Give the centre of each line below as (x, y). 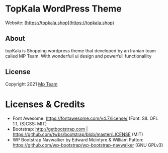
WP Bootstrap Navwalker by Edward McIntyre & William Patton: (78, 139)
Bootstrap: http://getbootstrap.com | (50, 129)
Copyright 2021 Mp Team (31, 84)
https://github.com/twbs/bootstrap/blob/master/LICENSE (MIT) (78, 134)
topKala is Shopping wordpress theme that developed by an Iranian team (80, 50)
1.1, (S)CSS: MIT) (29, 123)
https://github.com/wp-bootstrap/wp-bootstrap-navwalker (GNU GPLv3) (88, 145)
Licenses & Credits (45, 104)
